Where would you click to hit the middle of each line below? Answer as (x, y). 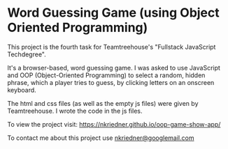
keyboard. (22, 90)
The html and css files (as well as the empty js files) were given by (103, 103)
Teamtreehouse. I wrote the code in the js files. (75, 111)
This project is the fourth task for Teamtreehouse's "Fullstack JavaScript (112, 47)
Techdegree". (27, 54)
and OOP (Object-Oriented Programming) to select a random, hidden (106, 75)
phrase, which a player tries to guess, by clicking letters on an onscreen (111, 82)
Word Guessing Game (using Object (114, 13)
